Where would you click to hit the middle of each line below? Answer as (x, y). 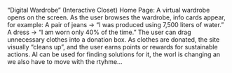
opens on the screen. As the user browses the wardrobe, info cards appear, (116, 17)
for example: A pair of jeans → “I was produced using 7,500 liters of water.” (116, 25)
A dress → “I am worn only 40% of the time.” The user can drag (99, 32)
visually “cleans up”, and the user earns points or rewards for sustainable (113, 47)
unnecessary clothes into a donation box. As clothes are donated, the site (114, 40)
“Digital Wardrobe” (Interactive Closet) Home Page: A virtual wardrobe (109, 10)
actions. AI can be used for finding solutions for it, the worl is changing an (114, 54)
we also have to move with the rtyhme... (65, 62)
